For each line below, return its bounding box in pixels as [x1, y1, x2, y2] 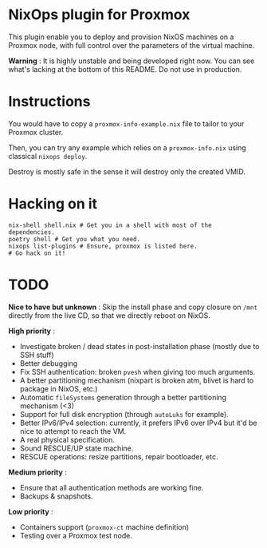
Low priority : [8, 506, 53, 516]
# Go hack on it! [8, 249, 66, 257]
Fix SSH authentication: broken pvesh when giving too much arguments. [19, 367, 256, 376]
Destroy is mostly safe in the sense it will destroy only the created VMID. [8, 166, 245, 177]
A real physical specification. [19, 435, 116, 444]
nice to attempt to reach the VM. [19, 426, 127, 436]
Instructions [8, 93, 91, 111]
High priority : [8, 326, 56, 336]
